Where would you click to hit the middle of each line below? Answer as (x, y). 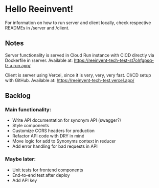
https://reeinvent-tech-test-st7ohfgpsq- (114, 60)
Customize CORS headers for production (53, 131)
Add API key (24, 180)
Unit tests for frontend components (47, 170)
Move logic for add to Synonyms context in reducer (64, 141)
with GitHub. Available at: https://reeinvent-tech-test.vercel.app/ (70, 80)
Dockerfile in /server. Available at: (39, 60)
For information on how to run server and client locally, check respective (78, 23)
